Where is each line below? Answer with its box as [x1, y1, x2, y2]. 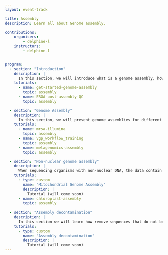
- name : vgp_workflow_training [18, 136, 84, 141]
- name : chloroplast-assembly [18, 196, 81, 201]
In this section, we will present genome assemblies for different [18, 117, 162, 122]
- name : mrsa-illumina [18, 127, 66, 132]
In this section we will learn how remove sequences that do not [18, 219, 157, 224]
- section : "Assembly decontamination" [9, 210, 93, 215]
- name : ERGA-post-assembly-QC [18, 94, 84, 99]
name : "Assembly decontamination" [23, 233, 95, 238]
